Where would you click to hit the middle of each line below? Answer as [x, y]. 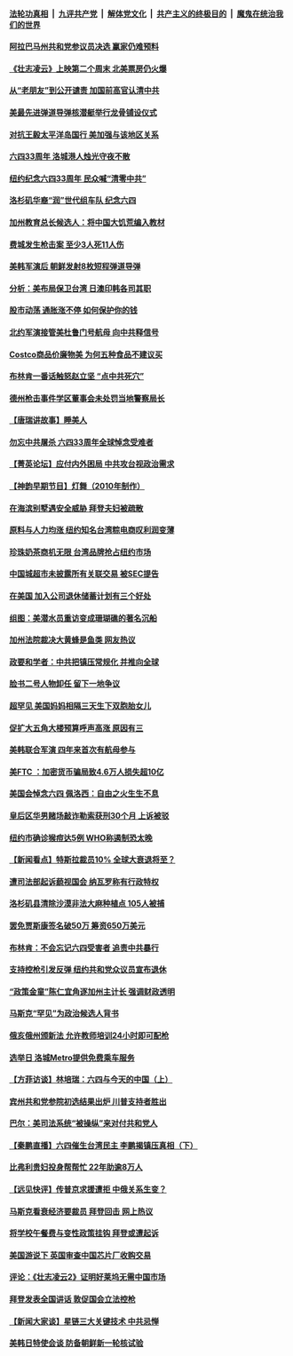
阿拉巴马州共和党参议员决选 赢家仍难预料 [84, 47]
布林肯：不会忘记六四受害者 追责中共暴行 [84, 948]
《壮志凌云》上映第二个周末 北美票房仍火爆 [88, 68]
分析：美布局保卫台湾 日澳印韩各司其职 [80, 288]
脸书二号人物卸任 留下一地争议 [65, 684]
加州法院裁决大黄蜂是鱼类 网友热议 [72, 640]
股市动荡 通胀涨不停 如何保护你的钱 [73, 310]
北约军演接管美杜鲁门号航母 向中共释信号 [84, 332]
